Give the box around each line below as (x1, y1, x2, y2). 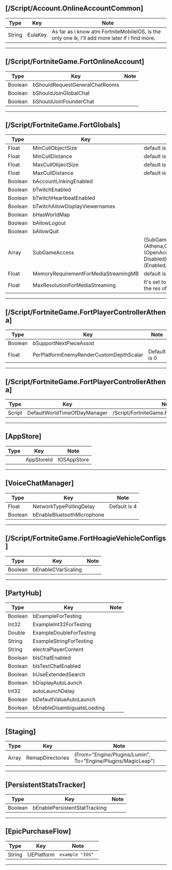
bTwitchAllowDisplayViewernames (32, 203, 116, 210)
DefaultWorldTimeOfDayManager (27, 409, 108, 417)
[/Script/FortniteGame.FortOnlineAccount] (5, 57, 144, 66)
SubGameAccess (32, 249, 74, 256)
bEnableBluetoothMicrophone (32, 511, 104, 518)
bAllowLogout (32, 220, 66, 227)
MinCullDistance (32, 153, 73, 160)
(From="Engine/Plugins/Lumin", (74, 751, 151, 758)
